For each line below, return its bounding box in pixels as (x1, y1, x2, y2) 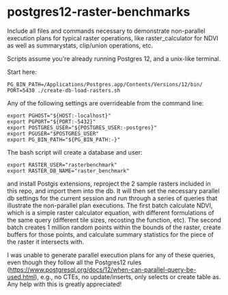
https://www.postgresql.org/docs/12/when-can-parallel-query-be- (9, 265, 197, 274)
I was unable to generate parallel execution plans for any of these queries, (7, 251, 216, 259)
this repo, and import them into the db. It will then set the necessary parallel (7, 186, 220, 195)
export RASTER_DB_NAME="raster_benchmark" (7, 167, 130, 175)
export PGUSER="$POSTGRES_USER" (7, 130, 99, 137)
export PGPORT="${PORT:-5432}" (7, 118, 96, 125)
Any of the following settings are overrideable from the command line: (7, 99, 204, 107)
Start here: (7, 68, 38, 76)
